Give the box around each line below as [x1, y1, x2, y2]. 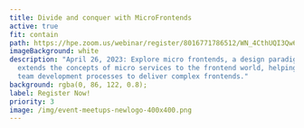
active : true [9, 22, 59, 31]
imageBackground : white [9, 47, 100, 56]
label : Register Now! [9, 88, 91, 97]
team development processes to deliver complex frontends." [17, 72, 249, 81]
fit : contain [9, 30, 59, 39]
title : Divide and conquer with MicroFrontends [9, 13, 193, 23]
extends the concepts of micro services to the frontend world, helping [17, 64, 298, 73]
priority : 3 [9, 96, 54, 106]
